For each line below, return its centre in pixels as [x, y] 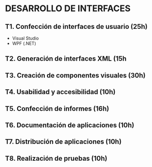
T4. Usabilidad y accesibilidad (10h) [60, 92]
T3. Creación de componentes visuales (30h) [75, 75]
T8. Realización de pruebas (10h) [56, 158]
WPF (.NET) [24, 43]
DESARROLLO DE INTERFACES [68, 9]
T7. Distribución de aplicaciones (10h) [63, 142]
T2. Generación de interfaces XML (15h [66, 59]
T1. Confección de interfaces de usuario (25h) [76, 27]
